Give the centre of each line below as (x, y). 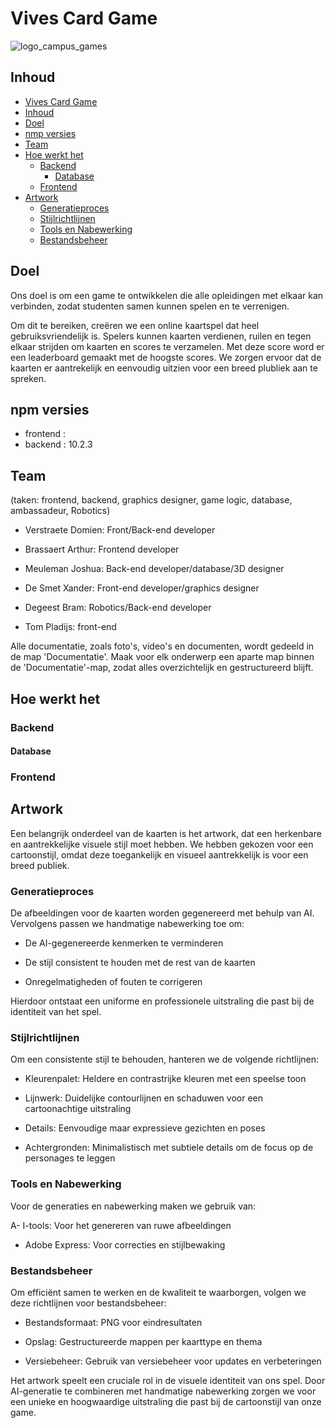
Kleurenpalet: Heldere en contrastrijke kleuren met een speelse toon (165, 1079)
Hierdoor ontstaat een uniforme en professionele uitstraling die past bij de (162, 1001)
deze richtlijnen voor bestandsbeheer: (88, 1303)
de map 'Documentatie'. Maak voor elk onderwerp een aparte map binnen (162, 657)
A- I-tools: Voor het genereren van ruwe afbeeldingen (121, 1225)
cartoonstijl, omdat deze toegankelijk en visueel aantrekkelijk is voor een (159, 854)
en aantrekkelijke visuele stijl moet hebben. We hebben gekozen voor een (162, 844)
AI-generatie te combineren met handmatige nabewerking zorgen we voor (163, 1391)
